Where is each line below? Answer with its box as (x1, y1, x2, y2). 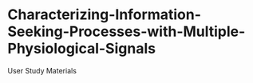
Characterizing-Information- (7, 6, 201, 24)
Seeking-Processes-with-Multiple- (7, 22, 246, 41)
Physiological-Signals (7, 40, 156, 57)
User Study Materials (7, 65, 77, 75)
